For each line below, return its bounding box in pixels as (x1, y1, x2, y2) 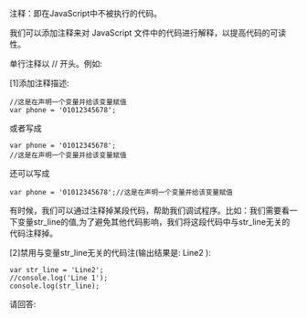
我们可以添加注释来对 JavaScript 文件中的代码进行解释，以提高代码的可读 (9, 27, 287, 38)
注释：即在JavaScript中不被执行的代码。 (9, 8, 163, 18)
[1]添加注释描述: (9, 78, 69, 89)
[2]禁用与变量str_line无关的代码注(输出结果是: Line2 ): (9, 248, 212, 258)
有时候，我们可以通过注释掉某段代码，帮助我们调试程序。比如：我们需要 (9, 205, 281, 216)
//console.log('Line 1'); (9, 273, 108, 282)
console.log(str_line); (9, 281, 101, 291)
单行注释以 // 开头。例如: (9, 58, 102, 69)
